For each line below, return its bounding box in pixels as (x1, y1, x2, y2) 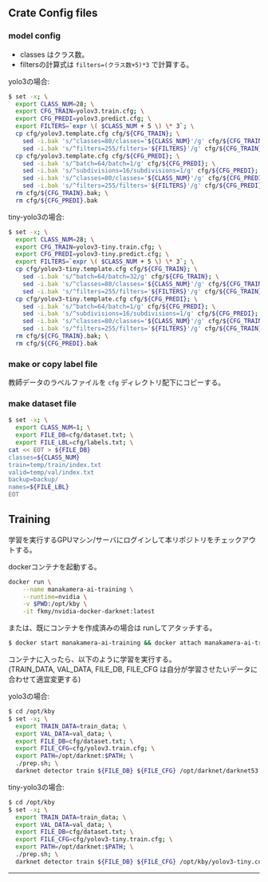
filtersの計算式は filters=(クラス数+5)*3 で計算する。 (19, 59, 194, 69)
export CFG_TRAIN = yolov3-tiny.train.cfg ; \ (15, 243, 162, 251)
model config (8, 30, 61, 42)
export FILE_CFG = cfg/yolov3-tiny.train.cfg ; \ (15, 836, 173, 844)
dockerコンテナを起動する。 (8, 561, 101, 571)
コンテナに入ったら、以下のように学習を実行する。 (8, 655, 176, 664)
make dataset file (8, 398, 77, 409)
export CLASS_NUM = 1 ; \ (15, 424, 91, 432)
